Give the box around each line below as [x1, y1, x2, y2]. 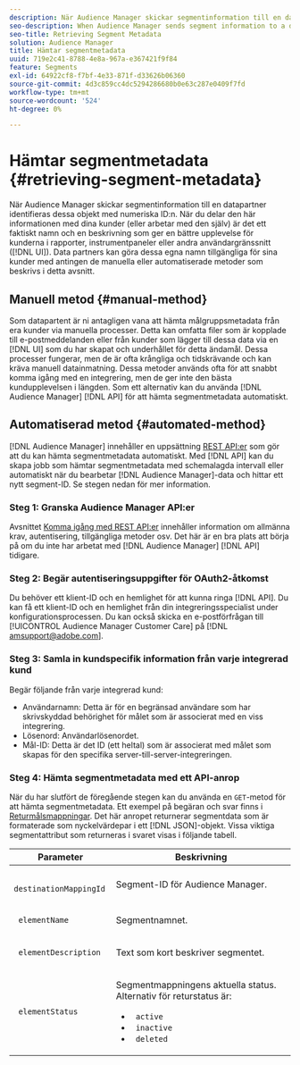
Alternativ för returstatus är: [115, 990, 232, 1002]
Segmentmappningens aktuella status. [115, 979, 277, 991]
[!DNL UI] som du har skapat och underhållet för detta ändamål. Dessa [9, 344, 269, 354]
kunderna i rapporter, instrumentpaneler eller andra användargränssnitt [9, 238, 271, 248]
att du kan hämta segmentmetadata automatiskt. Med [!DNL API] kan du [9, 450, 274, 461]
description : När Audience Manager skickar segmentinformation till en [9, 13, 281, 22]
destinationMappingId [13, 884, 105, 893]
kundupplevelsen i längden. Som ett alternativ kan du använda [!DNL [9, 382, 262, 392]
